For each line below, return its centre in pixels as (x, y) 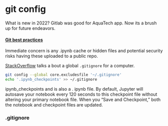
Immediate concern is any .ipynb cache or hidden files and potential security (84, 51)
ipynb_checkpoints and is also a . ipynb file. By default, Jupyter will (74, 89)
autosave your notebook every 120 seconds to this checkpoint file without (81, 94)
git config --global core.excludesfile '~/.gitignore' (63, 75)
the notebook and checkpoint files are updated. (54, 105)
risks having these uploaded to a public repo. (52, 56)
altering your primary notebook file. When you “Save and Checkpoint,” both (83, 99)
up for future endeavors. (30, 28)
